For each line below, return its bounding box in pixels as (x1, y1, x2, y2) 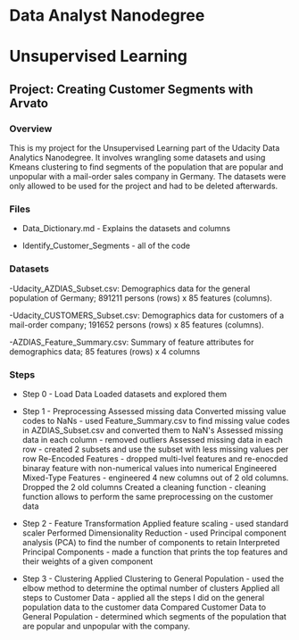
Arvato (9, 96, 49, 111)
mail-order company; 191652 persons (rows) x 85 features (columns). (9, 319, 265, 330)
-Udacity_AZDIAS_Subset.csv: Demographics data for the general (9, 283, 251, 294)
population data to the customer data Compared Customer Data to (21, 602, 266, 612)
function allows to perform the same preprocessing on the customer (21, 491, 274, 502)
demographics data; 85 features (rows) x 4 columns (9, 345, 201, 357)
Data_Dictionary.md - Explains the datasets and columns (21, 223, 230, 234)
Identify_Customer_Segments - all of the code (21, 240, 190, 251)
